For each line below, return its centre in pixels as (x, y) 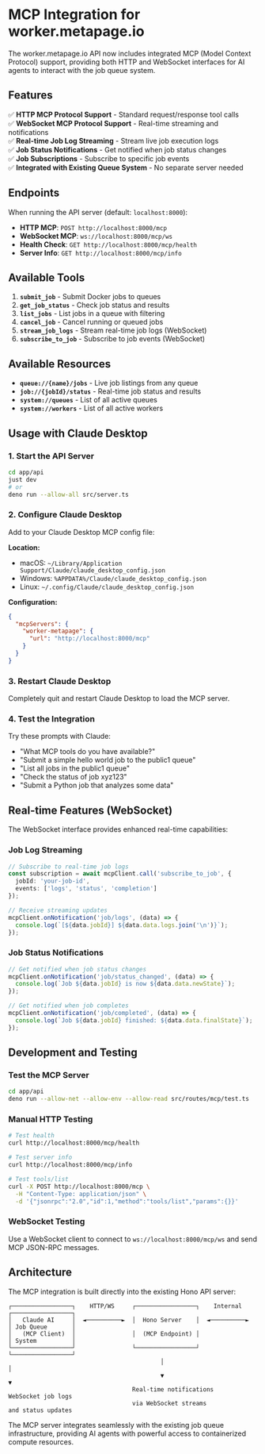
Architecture (40, 1273)
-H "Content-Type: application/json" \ (81, 1194)
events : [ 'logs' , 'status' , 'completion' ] (86, 889)
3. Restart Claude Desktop (60, 681)
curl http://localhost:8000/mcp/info (70, 1165)
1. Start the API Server (51, 456)
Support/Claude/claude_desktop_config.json (93, 570)
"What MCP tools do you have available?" (87, 752)
